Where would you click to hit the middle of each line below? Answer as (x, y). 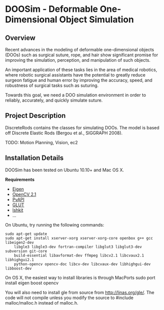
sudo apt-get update (26, 234)
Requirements (20, 179)
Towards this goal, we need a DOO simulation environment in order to (76, 95)
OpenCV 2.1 (24, 194)
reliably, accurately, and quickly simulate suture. (54, 100)
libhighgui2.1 (20, 260)
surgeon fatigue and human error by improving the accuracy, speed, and (79, 80)
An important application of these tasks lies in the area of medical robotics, (81, 70)
